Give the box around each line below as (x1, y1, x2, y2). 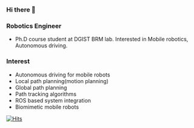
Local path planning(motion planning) (15, 77, 109, 84)
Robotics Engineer (6, 21, 62, 30)
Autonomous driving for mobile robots (15, 71, 110, 78)
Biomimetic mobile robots (15, 103, 79, 110)
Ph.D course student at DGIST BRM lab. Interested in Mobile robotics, (15, 36, 189, 43)
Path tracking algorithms (15, 90, 77, 98)
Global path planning (15, 84, 67, 91)
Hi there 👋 (6, 5, 36, 14)
